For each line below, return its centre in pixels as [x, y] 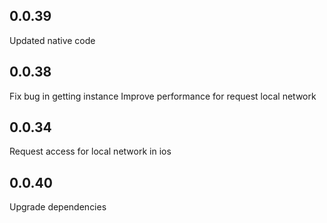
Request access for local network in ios [90, 151]
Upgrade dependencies [58, 207]
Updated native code [52, 40]
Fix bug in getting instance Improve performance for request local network [163, 96]
